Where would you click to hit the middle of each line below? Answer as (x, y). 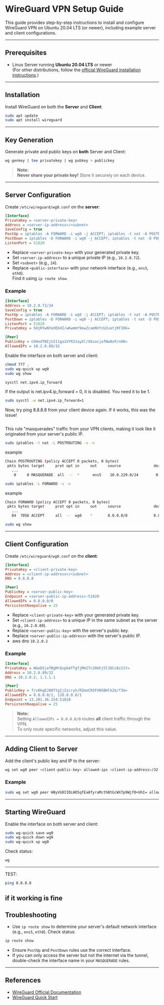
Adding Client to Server (41, 749)
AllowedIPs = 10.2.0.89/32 (32, 346)
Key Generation (29, 140)
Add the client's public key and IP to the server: (53, 761)
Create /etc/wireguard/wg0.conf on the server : (52, 207)
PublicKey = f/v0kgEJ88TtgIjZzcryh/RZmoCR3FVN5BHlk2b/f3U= (66, 691)
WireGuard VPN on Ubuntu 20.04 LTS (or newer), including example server (81, 27)
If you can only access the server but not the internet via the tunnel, (80, 955)
